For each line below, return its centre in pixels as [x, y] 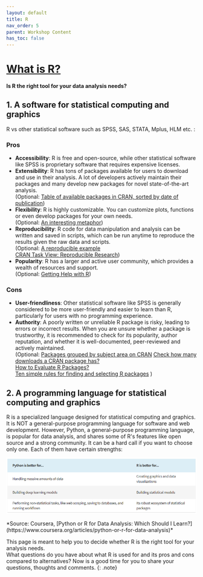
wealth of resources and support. [56, 268]
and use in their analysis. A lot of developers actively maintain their [98, 177]
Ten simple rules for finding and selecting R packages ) [84, 374]
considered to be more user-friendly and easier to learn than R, [94, 309]
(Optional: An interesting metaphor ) [59, 223]
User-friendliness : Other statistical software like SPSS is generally [98, 303]
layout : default [27, 13]
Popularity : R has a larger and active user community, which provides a [104, 262]
